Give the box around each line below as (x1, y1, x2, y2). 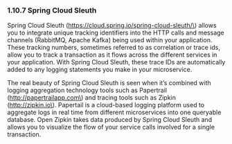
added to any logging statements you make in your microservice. (7, 65, 193, 74)
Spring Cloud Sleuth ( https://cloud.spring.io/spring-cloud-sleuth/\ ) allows (7, 21, 217, 30)
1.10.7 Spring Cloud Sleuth (7, 6, 97, 15)
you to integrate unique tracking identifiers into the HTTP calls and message (7, 28, 224, 37)
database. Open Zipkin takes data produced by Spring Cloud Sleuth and (7, 116, 213, 124)
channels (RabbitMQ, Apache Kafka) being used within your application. (7, 36, 213, 44)
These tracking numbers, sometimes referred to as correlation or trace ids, (7, 44, 220, 52)
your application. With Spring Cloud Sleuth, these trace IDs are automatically (7, 58, 226, 66)
